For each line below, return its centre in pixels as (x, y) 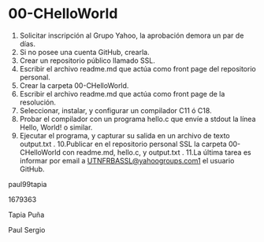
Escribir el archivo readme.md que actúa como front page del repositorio (138, 68)
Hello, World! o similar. (56, 127)
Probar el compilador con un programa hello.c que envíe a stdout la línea (138, 119)
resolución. (38, 102)
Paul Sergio (27, 229)
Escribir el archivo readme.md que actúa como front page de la (122, 93)
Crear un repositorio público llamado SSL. (87, 60)
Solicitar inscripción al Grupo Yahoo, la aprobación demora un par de (132, 35)
